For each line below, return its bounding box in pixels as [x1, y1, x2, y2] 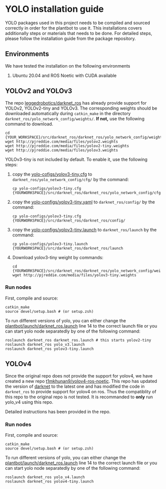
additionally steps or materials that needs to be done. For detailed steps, [5, 30, 152, 36]
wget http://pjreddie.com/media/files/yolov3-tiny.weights [12, 272, 137, 277]
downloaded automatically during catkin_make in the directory [5, 110, 131, 116]
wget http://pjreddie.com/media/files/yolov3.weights [5, 148, 119, 152]
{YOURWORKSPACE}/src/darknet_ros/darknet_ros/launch [12, 246, 124, 251]
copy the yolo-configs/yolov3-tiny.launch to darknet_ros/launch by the [12, 226, 157, 232]
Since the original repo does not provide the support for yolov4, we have [5, 373, 153, 378]
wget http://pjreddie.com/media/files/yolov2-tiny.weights [5, 143, 129, 149]
